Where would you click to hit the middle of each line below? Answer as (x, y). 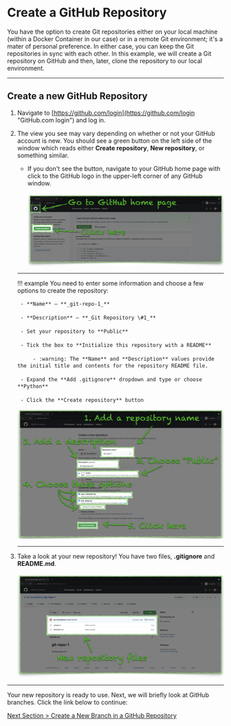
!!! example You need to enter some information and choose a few (110, 284)
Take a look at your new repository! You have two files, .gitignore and (116, 556)
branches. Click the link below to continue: (67, 702)
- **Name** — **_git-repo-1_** (65, 304)
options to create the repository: (63, 291)
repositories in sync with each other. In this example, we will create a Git (109, 54)
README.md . (36, 563)
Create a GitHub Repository (87, 13)
